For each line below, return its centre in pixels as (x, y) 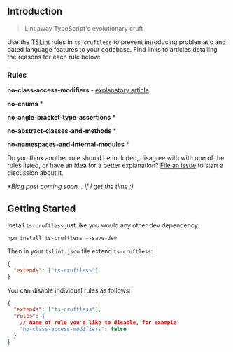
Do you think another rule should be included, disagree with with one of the (116, 158)
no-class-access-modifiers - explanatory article (78, 90)
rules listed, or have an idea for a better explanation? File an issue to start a (115, 166)
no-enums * (25, 104)
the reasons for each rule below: (54, 57)
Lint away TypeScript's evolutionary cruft (84, 28)
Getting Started (42, 208)
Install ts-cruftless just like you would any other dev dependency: (104, 225)
